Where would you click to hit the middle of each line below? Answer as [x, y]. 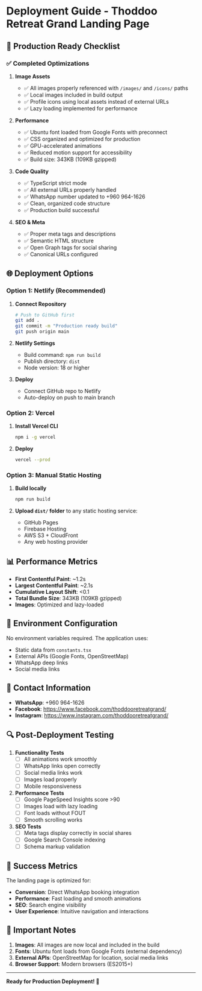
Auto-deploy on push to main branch [69, 398]
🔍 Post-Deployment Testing [60, 735]
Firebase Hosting [45, 529]
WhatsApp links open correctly [62, 766]
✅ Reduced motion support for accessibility [78, 153]
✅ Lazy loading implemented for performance [81, 108]
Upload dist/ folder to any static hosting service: [76, 511]
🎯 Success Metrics [42, 866]
